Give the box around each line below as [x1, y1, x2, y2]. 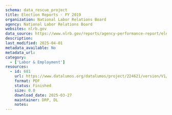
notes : [14, 102, 29, 107]
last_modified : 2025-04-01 [5, 41, 63, 46]
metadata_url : [5, 50, 36, 55]
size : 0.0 [14, 88, 36, 93]
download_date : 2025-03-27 [14, 93, 72, 98]
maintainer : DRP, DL [14, 97, 58, 102]
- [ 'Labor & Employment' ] [10, 60, 66, 65]
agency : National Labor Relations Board [5, 21, 93, 27]
